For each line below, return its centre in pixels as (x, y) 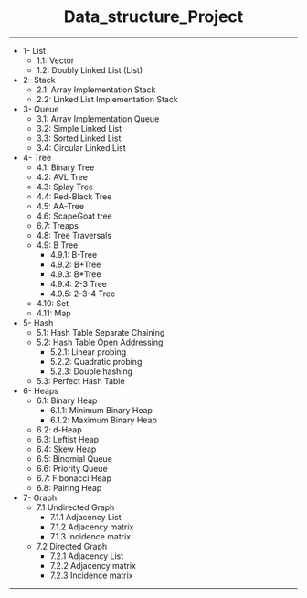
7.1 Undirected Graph (75, 507)
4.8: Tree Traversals (74, 235)
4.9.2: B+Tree (75, 264)
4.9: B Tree (57, 245)
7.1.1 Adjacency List (85, 517)
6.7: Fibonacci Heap (74, 478)
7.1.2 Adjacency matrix (92, 527)
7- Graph (40, 497)
